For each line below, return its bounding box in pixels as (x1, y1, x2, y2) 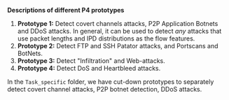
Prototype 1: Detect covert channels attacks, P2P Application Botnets (17, 20, 218, 27)
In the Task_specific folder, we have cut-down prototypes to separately (7, 78, 214, 86)
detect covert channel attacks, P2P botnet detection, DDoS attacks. (7, 85, 202, 93)
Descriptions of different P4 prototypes (7, 6, 125, 14)
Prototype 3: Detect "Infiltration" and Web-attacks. (17, 57, 166, 65)
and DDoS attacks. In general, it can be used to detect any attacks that (17, 27, 222, 35)
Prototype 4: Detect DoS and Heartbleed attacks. (17, 64, 161, 72)
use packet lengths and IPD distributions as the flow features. (17, 34, 195, 43)
